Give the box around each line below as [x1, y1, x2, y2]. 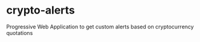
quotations [6, 29, 33, 36]
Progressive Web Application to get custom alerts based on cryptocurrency [6, 23, 195, 30]
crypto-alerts [6, 4, 76, 17]
